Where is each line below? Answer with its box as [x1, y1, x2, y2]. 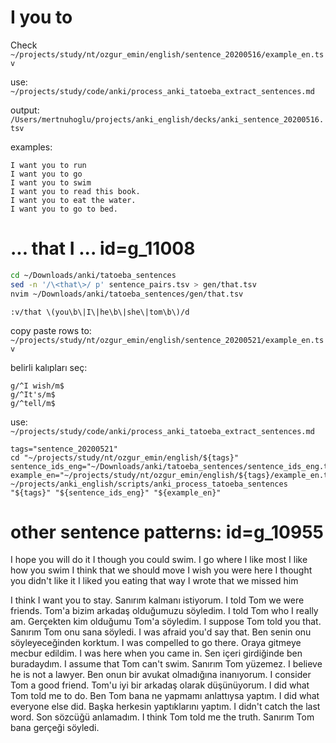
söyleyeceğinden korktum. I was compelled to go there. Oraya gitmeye [10, 637, 302, 649]
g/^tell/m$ [10, 398, 56, 408]
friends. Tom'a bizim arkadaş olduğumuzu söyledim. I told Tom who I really [10, 605, 319, 617]
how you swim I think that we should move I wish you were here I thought [10, 564, 313, 576]
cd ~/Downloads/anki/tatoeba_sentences [10, 270, 177, 280]
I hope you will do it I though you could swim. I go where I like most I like [10, 554, 308, 566]
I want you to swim [10, 177, 92, 188]
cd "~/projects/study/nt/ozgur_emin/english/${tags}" [10, 452, 240, 463]
